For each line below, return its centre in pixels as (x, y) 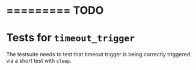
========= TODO (55, 10)
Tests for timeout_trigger (71, 38)
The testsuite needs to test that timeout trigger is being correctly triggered (98, 54)
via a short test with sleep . (39, 61)
